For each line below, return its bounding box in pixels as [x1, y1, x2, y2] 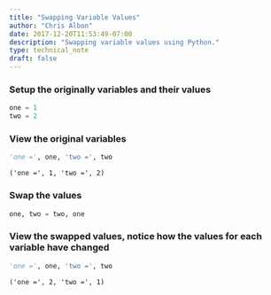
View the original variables [9, 132, 127, 144]
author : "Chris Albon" [9, 21, 93, 30]
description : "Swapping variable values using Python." [9, 37, 220, 47]
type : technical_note [9, 46, 89, 55]
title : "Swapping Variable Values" [9, 12, 141, 22]
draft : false [9, 54, 58, 63]
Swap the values [9, 190, 82, 202]
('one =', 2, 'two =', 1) [9, 277, 105, 286]
